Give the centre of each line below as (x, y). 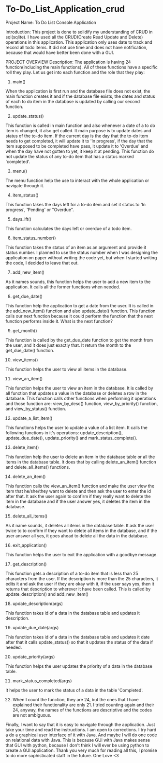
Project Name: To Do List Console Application (51, 22)
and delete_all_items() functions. (38, 467)
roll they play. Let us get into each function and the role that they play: (75, 72)
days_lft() (22, 219)
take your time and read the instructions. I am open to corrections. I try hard (81, 729)
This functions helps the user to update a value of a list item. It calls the (77, 427)
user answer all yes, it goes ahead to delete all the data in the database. (77, 535)
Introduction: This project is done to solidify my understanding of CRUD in (79, 32)
